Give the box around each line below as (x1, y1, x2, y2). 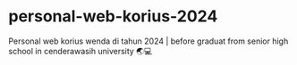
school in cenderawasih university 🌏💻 (8, 45, 153, 56)
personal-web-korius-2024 (8, 6, 218, 27)
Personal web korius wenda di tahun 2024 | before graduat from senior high (8, 36, 289, 46)
